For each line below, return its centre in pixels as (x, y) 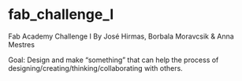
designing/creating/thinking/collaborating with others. (95, 68)
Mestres (22, 44)
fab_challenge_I (61, 15)
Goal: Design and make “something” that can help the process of (114, 60)
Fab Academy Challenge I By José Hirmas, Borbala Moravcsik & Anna (121, 36)
